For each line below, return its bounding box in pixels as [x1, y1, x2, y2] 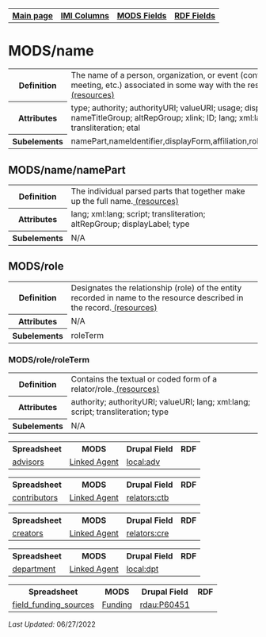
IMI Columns [60, 10, 109, 21]
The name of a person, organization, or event [70, 69, 239, 80]
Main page [12, 10, 53, 21]
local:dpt [126, 563, 159, 574]
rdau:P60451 [139, 599, 190, 610]
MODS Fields [116, 10, 167, 21]
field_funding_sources [12, 599, 95, 610]
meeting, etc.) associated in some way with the [70, 79, 246, 90]
